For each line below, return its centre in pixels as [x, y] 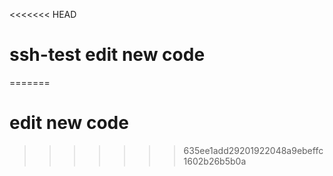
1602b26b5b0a [215, 161]
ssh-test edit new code [107, 55]
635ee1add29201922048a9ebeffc [253, 150]
